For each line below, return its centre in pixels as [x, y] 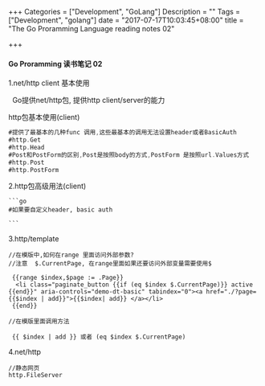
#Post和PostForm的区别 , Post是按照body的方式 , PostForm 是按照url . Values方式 [129, 155]
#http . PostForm [34, 170]
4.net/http [25, 352]
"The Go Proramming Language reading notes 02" [92, 29]
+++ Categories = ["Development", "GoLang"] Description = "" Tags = [124, 12]
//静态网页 [24, 368]
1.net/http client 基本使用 [49, 83]
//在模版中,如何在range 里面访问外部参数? [71, 255]
